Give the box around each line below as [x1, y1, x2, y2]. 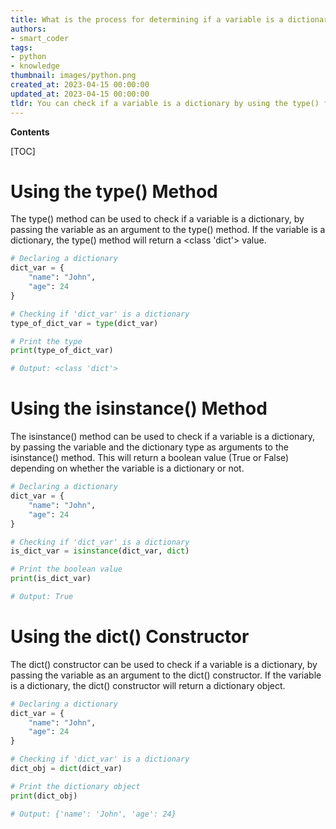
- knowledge [10, 61, 60, 71]
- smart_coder [10, 33, 70, 43]
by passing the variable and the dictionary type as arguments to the [10, 441, 289, 453]
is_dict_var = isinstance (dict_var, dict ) [10, 546, 190, 556]
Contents [10, 126, 50, 138]
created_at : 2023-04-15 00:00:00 [10, 80, 150, 90]
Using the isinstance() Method [10, 397, 268, 420]
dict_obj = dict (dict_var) [10, 764, 123, 774]
